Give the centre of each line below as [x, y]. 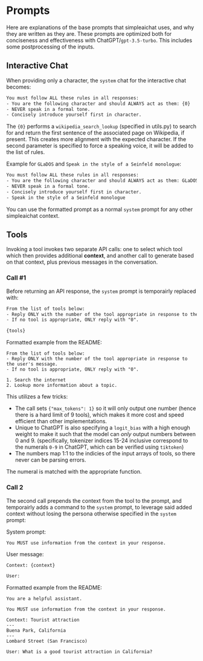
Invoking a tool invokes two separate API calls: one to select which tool [95, 249]
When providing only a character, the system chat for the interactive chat [96, 80]
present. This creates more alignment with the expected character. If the [96, 139]
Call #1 [16, 278]
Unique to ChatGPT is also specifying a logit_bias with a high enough [102, 428]
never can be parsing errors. [50, 460]
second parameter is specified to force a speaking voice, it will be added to [100, 146]
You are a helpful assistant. [44, 599]
